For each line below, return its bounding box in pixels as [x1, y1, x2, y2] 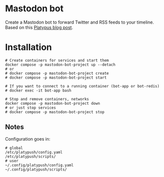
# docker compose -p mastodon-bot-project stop [5, 109, 105, 115]
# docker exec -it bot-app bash [5, 88, 71, 93]
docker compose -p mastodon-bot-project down [5, 101, 100, 106]
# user [5, 158, 19, 163]
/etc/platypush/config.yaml [5, 149, 63, 155]
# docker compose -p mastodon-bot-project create [5, 71, 109, 76]
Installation [5, 42, 52, 53]
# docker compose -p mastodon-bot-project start [5, 75, 107, 80]
